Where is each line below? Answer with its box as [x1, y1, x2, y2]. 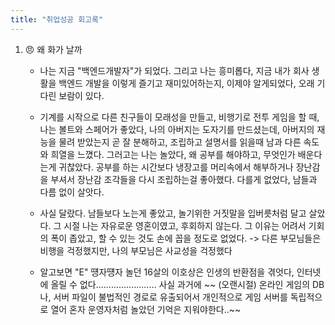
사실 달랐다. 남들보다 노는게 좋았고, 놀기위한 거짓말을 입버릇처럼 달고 [39, 207, 307, 219]
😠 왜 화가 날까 [24, 43, 83, 55]
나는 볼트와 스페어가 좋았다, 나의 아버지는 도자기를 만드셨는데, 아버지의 [39, 123, 315, 135]
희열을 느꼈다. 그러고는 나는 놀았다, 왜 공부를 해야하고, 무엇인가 [50, 148, 296, 160]
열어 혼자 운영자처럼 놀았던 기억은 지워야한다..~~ [50, 303, 242, 315]
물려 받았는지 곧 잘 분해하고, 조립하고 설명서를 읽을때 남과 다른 [58, 136, 302, 148]
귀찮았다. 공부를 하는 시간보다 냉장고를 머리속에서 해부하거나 [58, 161, 294, 173]
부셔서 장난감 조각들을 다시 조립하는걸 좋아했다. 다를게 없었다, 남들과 [50, 173, 318, 185]
